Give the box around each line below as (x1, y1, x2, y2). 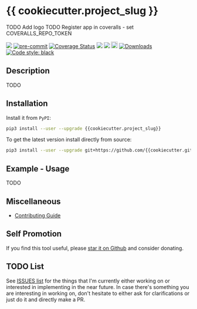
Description (6, 66, 50, 76)
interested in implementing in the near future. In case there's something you (6, 283, 189, 290)
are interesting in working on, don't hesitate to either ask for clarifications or (6, 290, 190, 297)
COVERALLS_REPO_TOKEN (6, 29, 72, 36)
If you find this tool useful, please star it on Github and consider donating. (6, 244, 184, 251)
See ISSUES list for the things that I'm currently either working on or (6, 277, 170, 284)
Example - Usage (6, 163, 70, 174)
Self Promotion (6, 229, 62, 239)
